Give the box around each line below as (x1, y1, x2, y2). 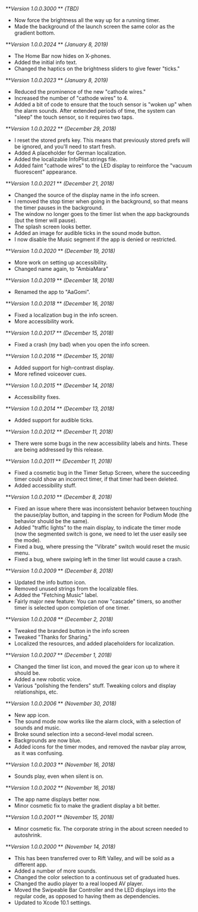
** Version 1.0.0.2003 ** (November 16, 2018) (5, 761, 115, 768)
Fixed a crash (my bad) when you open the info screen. (14, 341, 150, 348)
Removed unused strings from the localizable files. (14, 585, 139, 592)
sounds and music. (14, 724, 61, 731)
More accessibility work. (14, 318, 75, 324)
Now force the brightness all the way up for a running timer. (14, 17, 161, 23)
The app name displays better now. (14, 796, 100, 803)
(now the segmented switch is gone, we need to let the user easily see (14, 530, 187, 537)
